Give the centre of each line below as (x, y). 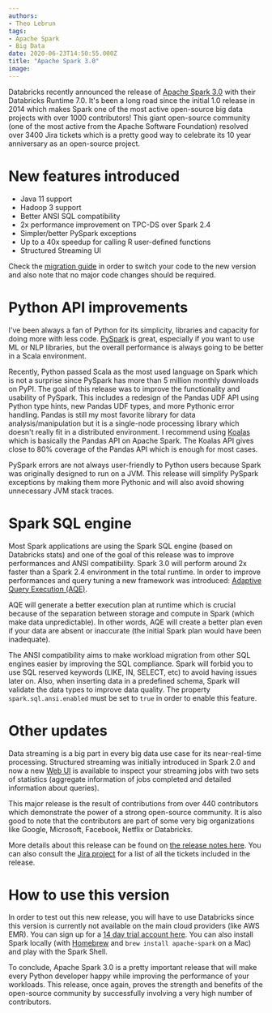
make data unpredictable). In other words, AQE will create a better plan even (136, 622)
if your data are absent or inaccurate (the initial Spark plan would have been (135, 630)
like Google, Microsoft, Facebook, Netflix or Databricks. (101, 829)
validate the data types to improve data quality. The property (109, 689)
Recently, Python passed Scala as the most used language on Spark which (133, 371)
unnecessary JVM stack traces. (62, 491)
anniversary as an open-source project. (74, 144)
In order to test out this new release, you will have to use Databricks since (132, 917)
